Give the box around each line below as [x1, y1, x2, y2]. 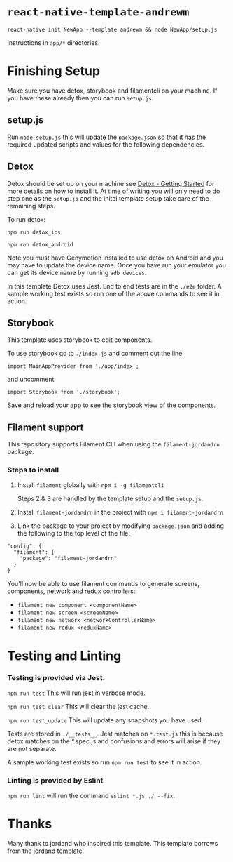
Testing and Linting [7, 648, 122, 663]
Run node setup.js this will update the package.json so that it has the [7, 133, 206, 141]
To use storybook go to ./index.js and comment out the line [7, 350, 183, 358]
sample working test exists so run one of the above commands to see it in [7, 289, 220, 298]
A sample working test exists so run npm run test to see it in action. [7, 757, 202, 767]
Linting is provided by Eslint [7, 775, 104, 785]
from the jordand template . [7, 847, 85, 855]
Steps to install [7, 465, 59, 475]
